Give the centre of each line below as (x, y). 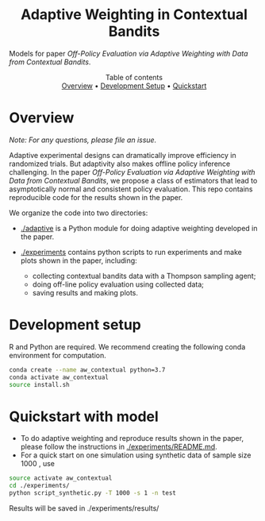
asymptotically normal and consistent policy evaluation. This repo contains (131, 189)
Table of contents (134, 77)
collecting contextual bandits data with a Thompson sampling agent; (144, 276)
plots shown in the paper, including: (79, 260)
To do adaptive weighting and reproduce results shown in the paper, (132, 438)
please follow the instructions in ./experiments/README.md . (119, 447)
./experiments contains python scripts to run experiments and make (131, 252)
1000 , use (37, 464)
